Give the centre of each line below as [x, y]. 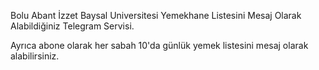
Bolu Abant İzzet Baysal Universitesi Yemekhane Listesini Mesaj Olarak [156, 15]
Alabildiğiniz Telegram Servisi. [72, 26]
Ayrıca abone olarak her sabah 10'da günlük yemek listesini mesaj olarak [159, 45]
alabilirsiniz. [35, 56]
